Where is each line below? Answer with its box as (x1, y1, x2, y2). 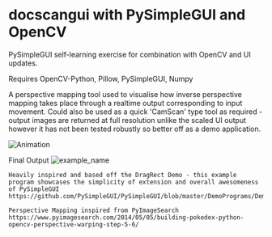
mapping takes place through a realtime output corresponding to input (8, 98, 243, 108)
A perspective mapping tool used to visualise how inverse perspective (8, 89, 243, 99)
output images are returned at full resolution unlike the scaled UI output (8, 115, 247, 125)
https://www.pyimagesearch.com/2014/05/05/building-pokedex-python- (8, 213, 244, 222)
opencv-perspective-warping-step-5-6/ (8, 220, 139, 228)
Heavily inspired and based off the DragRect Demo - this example (8, 171, 237, 179)
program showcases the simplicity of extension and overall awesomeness (8, 178, 259, 186)
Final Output (8, 155, 50, 165)
